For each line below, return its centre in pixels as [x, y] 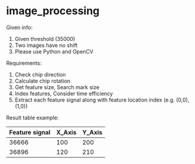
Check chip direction [40, 74]
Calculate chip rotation [43, 81]
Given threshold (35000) [45, 39]
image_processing [53, 11]
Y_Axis [92, 132]
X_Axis [66, 132]
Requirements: [24, 63]
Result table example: [33, 118]
